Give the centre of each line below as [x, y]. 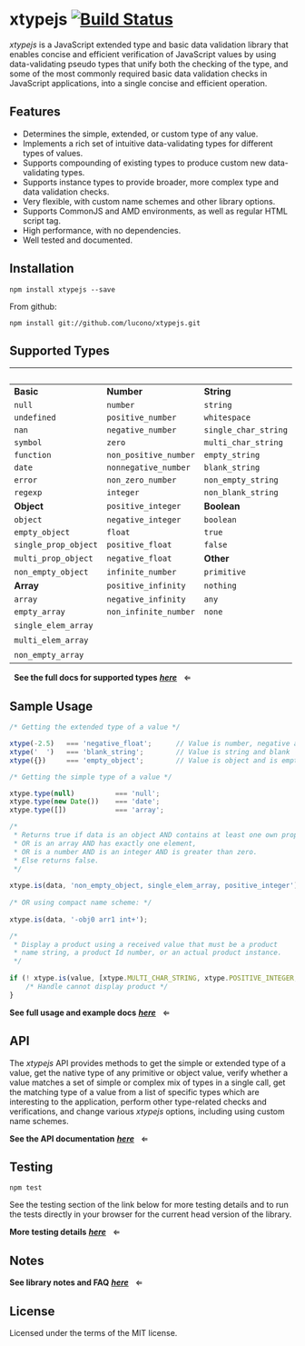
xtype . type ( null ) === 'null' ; [85, 793]
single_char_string [246, 430]
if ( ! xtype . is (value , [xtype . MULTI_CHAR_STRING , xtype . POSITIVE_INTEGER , [154, 978]
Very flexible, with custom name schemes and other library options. [149, 201]
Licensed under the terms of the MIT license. [93, 1332]
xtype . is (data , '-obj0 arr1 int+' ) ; [79, 919]
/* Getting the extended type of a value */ [95, 727]
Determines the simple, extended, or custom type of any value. [140, 134]
